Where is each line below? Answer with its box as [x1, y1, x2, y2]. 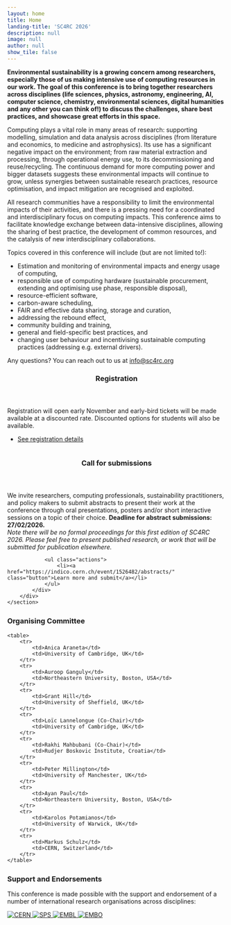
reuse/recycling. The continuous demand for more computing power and [7, 162, 215, 171]
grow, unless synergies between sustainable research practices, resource [7, 177, 219, 185]
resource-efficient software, [17, 291, 99, 299]
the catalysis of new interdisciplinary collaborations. [7, 235, 156, 243]
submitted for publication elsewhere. [7, 543, 112, 551]
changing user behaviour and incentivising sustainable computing [17, 335, 206, 343]
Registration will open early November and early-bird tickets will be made [7, 407, 217, 415]
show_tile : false [7, 49, 58, 56]
